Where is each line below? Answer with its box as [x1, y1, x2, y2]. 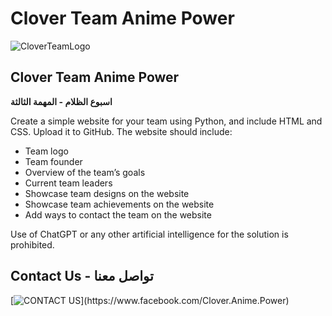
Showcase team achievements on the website [24, 198, 215, 210]
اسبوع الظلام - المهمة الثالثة [10, 95, 113, 107]
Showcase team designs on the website [24, 187, 190, 199]
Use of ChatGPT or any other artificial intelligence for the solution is [10, 228, 289, 240]
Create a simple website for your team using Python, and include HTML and [10, 115, 323, 127]
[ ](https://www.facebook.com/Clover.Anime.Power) [10, 294, 290, 306]
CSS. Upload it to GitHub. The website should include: [10, 125, 233, 137]
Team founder [24, 155, 83, 167]
